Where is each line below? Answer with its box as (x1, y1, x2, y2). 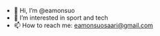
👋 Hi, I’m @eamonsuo (13, 7, 75, 14)
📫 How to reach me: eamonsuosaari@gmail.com (13, 21, 154, 29)
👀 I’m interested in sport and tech (13, 14, 108, 22)
